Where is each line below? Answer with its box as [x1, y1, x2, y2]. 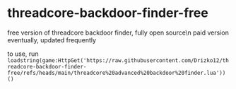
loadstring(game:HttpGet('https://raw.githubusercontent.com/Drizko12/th [7, 57, 230, 64]
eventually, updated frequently [7, 35, 97, 44]
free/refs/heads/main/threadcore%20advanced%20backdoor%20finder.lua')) [7, 69, 226, 76]
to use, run [7, 49, 39, 58]
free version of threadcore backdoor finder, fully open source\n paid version [7, 28, 230, 37]
